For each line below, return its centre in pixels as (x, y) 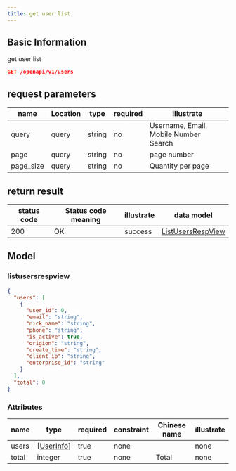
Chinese (172, 425)
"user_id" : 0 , (47, 311)
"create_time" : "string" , (64, 350)
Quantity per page (179, 166)
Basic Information (47, 43)
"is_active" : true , (54, 337)
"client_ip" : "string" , (61, 356)
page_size (27, 166)
